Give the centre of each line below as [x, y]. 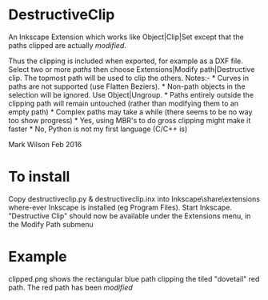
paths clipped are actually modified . [67, 45]
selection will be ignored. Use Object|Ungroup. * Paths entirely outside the [131, 94]
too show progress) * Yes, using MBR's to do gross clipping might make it [130, 120]
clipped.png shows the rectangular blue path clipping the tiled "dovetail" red [134, 278]
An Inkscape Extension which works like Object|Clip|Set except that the [126, 37]
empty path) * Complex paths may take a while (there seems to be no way [130, 112]
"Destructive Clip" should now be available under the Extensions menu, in [130, 216]
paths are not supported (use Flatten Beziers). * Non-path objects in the [127, 86]
